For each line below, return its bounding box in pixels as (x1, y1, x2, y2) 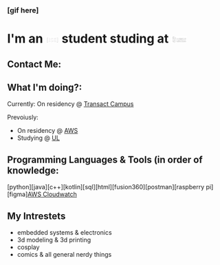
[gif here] (7, 6, 39, 15)
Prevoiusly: (7, 113, 39, 122)
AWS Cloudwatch (27, 190, 77, 198)
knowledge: (7, 165, 59, 176)
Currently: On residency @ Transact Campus (7, 100, 134, 108)
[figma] (7, 190, 28, 198)
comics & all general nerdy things (16, 250, 112, 258)
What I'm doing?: (7, 81, 82, 93)
